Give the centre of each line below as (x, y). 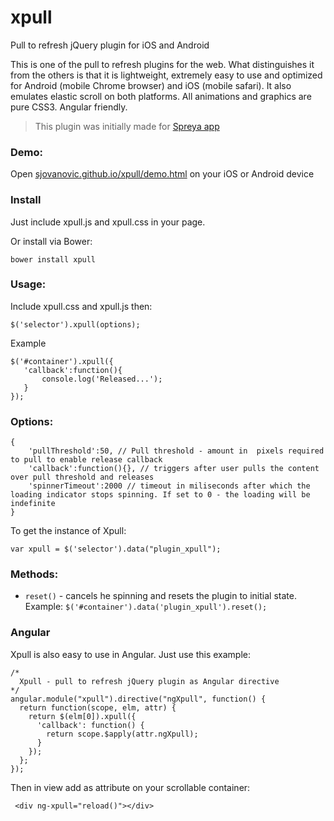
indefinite (33, 504)
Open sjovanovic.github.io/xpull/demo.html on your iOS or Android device (162, 174)
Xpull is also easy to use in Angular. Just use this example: (131, 654)
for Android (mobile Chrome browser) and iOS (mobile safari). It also (151, 85)
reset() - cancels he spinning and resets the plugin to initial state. (160, 596)
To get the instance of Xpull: (68, 531)
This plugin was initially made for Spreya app (127, 126)
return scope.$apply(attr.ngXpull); (122, 734)
